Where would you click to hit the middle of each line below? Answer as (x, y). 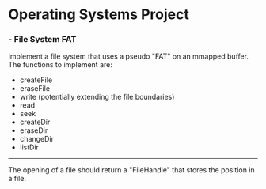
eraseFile (34, 89)
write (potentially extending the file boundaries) (97, 97)
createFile (36, 80)
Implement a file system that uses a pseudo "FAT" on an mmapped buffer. (129, 56)
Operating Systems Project (99, 15)
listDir (29, 147)
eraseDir (34, 130)
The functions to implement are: (60, 65)
